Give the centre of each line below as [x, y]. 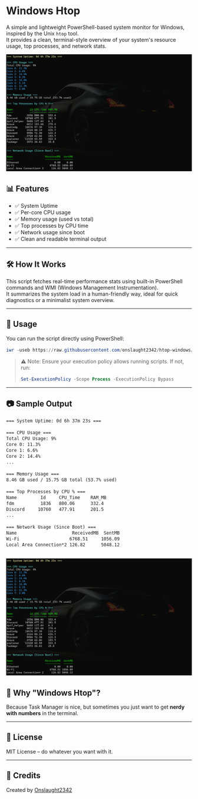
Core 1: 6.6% [22, 451]
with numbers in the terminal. [42, 713]
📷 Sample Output [39, 403]
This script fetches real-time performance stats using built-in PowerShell [94, 281]
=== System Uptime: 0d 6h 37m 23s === [54, 421]
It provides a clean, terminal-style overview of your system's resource [91, 40]
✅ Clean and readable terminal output [60, 239]
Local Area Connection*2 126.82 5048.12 [63, 545]
